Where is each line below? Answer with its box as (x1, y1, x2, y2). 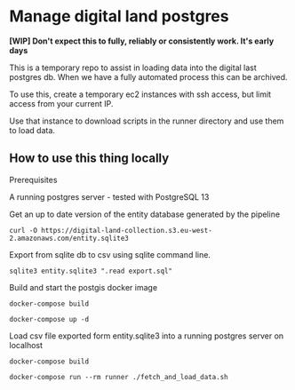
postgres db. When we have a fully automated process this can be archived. (9, 71, 288, 82)
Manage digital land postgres (9, 6, 229, 27)
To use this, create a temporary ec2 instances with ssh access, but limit (9, 89, 272, 99)
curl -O (9, 226, 38, 235)
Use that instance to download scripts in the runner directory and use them (9, 115, 284, 126)
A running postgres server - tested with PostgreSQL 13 (9, 191, 210, 202)
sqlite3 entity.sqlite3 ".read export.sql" (9, 267, 173, 275)
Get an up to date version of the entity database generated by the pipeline (9, 209, 281, 219)
